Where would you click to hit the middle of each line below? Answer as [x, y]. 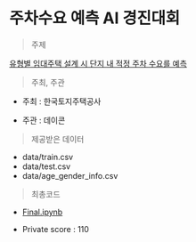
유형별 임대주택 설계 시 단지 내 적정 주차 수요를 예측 [98, 63]
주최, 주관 [48, 82]
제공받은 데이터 [57, 139]
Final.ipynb [42, 212]
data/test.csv [46, 166]
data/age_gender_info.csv [70, 175]
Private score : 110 [55, 229]
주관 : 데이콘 [44, 120]
